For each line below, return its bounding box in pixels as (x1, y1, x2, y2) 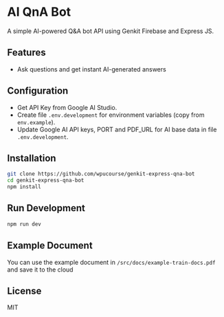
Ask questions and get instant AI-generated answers (16, 65, 166, 73)
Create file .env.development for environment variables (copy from (16, 111, 205, 119)
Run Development (7, 202, 86, 214)
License (7, 285, 42, 296)
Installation (7, 152, 56, 164)
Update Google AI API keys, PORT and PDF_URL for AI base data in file (16, 125, 217, 133)
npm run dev (7, 221, 41, 228)
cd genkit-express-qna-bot (7, 177, 85, 184)
